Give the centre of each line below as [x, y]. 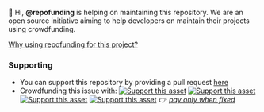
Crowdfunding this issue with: [68, 91]
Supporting [31, 65]
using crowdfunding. [42, 29]
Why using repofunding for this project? [73, 44]
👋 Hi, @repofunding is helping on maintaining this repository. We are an [126, 12]
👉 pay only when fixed [197, 100]
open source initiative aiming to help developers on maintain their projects [129, 21]
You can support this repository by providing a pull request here [124, 83]
